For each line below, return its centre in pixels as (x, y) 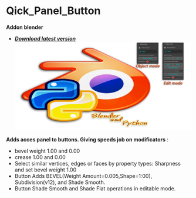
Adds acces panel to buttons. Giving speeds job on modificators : (87, 140)
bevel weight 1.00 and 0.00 (47, 151)
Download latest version (45, 38)
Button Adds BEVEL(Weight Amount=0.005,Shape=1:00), (83, 176)
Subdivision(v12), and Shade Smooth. (60, 182)
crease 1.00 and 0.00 (40, 157)
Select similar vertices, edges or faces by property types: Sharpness (97, 164)
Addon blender (25, 27)
